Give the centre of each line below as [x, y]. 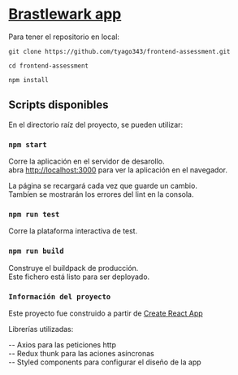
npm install [28, 80]
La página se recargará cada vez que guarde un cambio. [103, 186]
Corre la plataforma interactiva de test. [73, 231]
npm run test [34, 214]
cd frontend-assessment [49, 66]
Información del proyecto [60, 297]
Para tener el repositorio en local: [64, 37]
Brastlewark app [65, 14]
